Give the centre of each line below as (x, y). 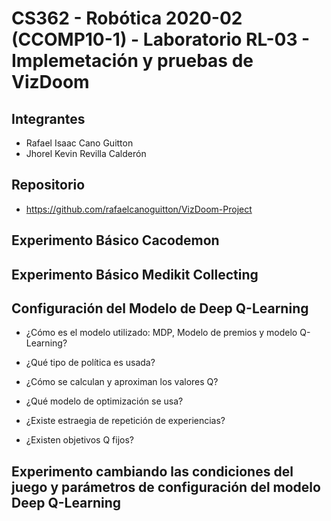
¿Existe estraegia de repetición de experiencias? (125, 421)
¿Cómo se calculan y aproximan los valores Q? (122, 382)
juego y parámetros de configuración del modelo (166, 487)
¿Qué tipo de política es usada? (90, 363)
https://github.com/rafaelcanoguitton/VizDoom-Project (139, 209)
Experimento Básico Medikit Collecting (135, 274)
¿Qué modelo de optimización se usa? (104, 401)
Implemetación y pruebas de (132, 61)
